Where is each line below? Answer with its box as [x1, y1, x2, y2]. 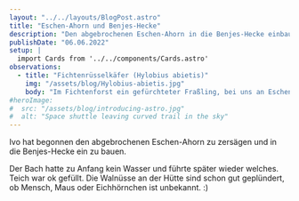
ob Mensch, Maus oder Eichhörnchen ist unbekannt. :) [9, 182, 209, 193]
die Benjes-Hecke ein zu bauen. [9, 146, 127, 157]
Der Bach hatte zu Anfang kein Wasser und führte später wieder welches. [9, 164, 279, 174]
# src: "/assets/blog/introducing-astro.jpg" [9, 104, 185, 113]
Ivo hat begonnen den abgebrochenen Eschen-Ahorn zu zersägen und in [9, 137, 278, 148]
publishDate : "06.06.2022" [9, 37, 109, 47]
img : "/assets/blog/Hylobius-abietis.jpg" [25, 79, 185, 88]
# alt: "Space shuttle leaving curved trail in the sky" [9, 112, 229, 121]
